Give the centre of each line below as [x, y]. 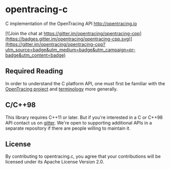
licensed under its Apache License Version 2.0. [55, 162]
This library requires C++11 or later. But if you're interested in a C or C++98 [84, 117]
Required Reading [34, 71]
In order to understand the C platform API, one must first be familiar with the [85, 83]
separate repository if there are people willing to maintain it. [68, 128]
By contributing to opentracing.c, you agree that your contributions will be [83, 156]
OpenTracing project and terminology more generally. [62, 89]
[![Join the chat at [24, 33]
